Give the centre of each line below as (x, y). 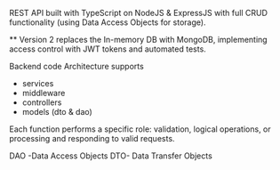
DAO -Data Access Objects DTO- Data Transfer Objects (111, 156)
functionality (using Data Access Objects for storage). (108, 22)
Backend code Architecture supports (76, 66)
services (38, 83)
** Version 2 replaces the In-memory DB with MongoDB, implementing (139, 40)
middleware (44, 93)
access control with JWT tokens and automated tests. (108, 49)
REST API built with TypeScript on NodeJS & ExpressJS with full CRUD (139, 13)
